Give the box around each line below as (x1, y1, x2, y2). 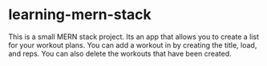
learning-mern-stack (8, 6, 152, 24)
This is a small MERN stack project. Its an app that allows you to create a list (8, 32, 259, 41)
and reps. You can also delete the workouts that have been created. (8, 49, 233, 58)
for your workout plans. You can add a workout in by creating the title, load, (8, 40, 257, 49)
